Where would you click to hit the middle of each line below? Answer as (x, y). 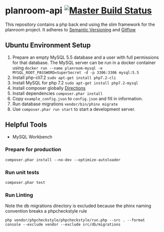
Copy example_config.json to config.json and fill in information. (78, 98)
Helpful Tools (26, 125)
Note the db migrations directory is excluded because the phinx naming (78, 206)
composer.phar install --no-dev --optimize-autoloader (63, 160)
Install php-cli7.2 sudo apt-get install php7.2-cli (64, 77)
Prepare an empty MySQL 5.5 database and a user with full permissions (85, 57)
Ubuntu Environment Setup (48, 45)
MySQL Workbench (32, 137)
